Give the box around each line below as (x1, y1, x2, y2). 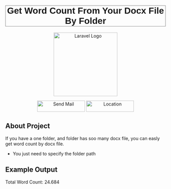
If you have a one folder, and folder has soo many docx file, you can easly (5, 135, 160, 141)
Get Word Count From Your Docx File (7, 6, 164, 16)
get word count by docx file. (5, 141, 65, 147)
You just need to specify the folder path (12, 150, 96, 156)
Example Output (5, 166, 58, 174)
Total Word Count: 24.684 (5, 179, 60, 185)
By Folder (65, 16, 106, 26)
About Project (5, 122, 50, 130)
